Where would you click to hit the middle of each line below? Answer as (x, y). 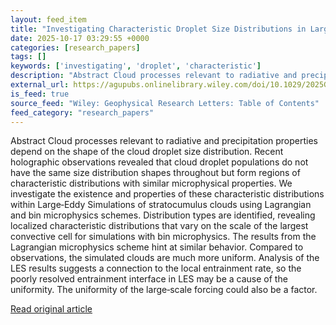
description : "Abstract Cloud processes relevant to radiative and (154, 76)
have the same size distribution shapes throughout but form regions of (155, 173)
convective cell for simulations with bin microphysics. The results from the (163, 237)
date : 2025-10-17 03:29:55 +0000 (80, 38)
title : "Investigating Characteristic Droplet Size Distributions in (158, 29)
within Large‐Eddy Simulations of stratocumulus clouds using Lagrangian (161, 205)
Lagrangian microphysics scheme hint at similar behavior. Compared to (157, 247)
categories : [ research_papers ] (75, 47)
